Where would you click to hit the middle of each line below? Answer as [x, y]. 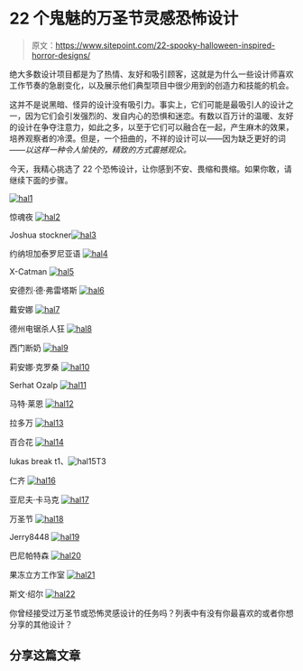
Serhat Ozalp [34, 385]
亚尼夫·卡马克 [35, 499]
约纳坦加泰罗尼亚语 [45, 253]
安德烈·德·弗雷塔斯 [44, 290]
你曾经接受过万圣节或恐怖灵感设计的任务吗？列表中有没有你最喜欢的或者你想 [151, 613]
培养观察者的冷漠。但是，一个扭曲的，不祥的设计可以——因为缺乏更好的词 [147, 138]
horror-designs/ [61, 55]
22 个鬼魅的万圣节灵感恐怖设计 [124, 19]
